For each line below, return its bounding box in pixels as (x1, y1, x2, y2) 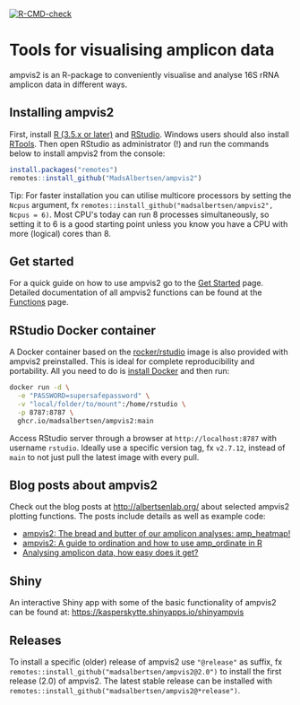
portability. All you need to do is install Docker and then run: (9, 366, 230, 377)
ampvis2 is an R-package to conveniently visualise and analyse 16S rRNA (9, 69, 280, 80)
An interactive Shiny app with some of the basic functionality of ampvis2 (9, 597, 277, 608)
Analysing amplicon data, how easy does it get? (21, 547, 199, 558)
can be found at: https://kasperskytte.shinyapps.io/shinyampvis (9, 606, 244, 618)
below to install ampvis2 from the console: (9, 148, 166, 159)
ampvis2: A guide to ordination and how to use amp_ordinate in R (21, 538, 262, 549)
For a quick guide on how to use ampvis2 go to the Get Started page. (9, 278, 264, 289)
